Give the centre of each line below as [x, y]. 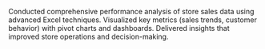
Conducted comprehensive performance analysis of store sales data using [131, 11]
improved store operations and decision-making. [88, 36]
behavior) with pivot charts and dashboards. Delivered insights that [119, 28]
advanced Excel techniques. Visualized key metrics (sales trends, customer [133, 20]
